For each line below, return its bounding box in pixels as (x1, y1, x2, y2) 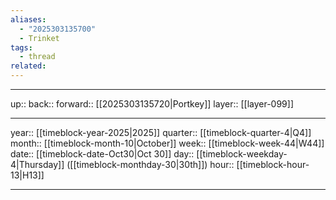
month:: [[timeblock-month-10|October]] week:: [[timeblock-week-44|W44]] (10, 137, 325, 149)
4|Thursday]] (10, 159, 65, 170)
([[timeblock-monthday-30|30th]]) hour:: (66, 159, 235, 170)
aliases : (10, 14, 47, 25)
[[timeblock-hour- (236, 159, 310, 170)
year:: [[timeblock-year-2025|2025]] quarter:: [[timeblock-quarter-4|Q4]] (10, 127, 312, 138)
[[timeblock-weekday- (196, 148, 288, 160)
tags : (10, 42, 33, 53)
